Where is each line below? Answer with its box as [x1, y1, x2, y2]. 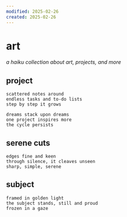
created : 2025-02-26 [6, 14, 57, 20]
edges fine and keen [6, 154, 57, 160]
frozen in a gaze [6, 205, 49, 211]
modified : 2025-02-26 [6, 8, 59, 15]
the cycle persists [6, 122, 54, 128]
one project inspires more [6, 117, 72, 123]
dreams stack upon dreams [6, 112, 69, 118]
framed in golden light [6, 195, 64, 201]
